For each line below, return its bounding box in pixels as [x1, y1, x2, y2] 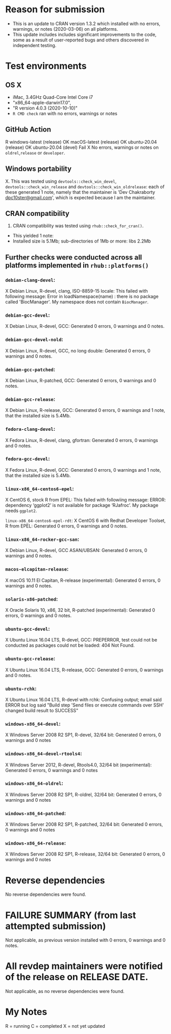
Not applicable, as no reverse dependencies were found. [5, 988, 125, 995]
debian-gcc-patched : [5, 366, 56, 373]
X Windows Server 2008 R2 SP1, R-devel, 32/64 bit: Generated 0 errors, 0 [5, 732, 161, 738]
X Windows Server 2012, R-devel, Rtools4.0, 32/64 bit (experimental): [5, 761, 152, 768]
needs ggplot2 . [5, 508, 37, 514]
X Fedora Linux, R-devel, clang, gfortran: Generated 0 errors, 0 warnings [5, 437, 158, 443]
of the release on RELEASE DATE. [5, 971, 149, 983]
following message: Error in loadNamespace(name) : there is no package [5, 293, 159, 300]
